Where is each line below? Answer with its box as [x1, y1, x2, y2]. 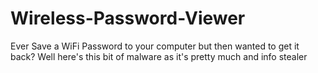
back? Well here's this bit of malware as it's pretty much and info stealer [10, 50, 308, 62]
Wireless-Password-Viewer [10, 7, 246, 30]
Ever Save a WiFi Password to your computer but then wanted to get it [10, 40, 300, 52]
